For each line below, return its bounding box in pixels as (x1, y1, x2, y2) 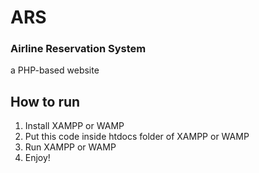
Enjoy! (24, 152, 51, 164)
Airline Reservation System (10, 42, 147, 56)
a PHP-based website (10, 64, 100, 76)
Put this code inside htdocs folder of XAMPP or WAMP (24, 131, 250, 143)
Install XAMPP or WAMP (24, 120, 125, 132)
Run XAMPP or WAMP (24, 141, 117, 153)
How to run (10, 93, 81, 110)
